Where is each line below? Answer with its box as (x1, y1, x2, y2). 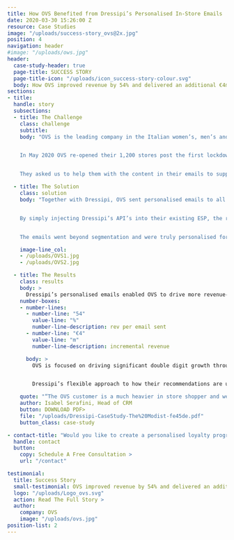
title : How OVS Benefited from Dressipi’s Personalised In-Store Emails (7, 10, 223, 17)
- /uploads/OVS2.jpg (19, 259, 79, 266)
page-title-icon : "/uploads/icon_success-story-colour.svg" (13, 75, 192, 82)
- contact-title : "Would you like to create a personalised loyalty (7, 431, 210, 439)
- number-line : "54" (25, 311, 86, 318)
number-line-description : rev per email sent (32, 323, 167, 331)
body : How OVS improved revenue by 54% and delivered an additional (13, 82, 217, 88)
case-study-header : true (13, 62, 86, 69)
